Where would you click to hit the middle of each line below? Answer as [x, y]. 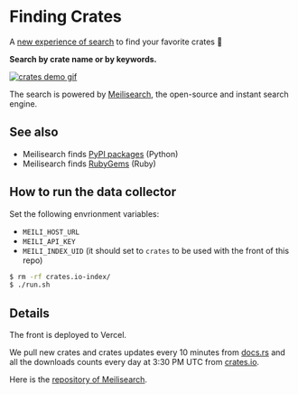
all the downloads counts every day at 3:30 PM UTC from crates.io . [135, 362]
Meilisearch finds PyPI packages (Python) [100, 154]
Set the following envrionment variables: [84, 213]
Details [29, 313]
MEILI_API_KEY [49, 241]
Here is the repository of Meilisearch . [78, 380]
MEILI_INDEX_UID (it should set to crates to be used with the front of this [156, 250]
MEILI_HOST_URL [51, 232]
